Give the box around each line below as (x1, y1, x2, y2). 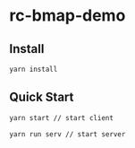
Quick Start (9, 90, 74, 105)
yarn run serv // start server (9, 129, 126, 139)
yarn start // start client (9, 113, 114, 122)
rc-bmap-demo (9, 5, 126, 26)
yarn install (9, 65, 58, 74)
